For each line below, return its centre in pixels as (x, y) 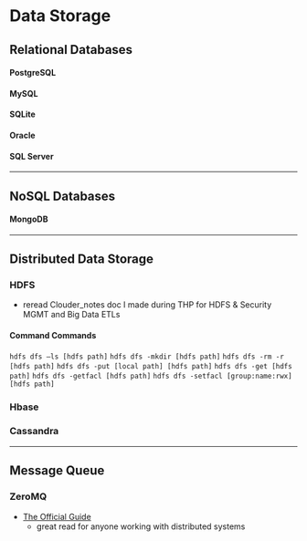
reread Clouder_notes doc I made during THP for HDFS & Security (147, 305)
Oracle (22, 135)
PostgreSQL (33, 73)
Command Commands (53, 336)
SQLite (23, 114)
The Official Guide (57, 516)
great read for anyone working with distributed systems (141, 526)
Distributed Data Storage (81, 260)
